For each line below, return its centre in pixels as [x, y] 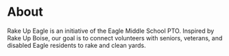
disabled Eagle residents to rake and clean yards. [76, 45]
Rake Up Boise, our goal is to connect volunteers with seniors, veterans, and [115, 38]
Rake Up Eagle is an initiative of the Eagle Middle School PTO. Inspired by [111, 31]
